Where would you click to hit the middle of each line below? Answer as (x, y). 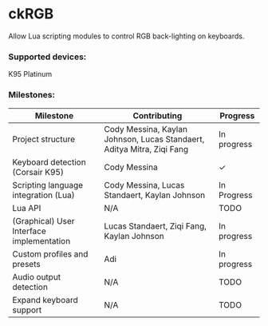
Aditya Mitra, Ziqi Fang (146, 149)
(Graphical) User (43, 221)
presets (27, 264)
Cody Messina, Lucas (144, 185)
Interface (29, 231)
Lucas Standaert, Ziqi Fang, (155, 226)
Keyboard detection (49, 162)
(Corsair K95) (38, 172)
